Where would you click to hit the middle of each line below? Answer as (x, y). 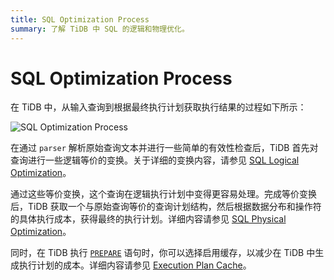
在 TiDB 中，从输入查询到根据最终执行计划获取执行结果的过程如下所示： (158, 107)
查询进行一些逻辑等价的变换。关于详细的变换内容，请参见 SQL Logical (155, 160)
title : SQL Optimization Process (80, 19)
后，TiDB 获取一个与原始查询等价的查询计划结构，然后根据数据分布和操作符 (166, 207)
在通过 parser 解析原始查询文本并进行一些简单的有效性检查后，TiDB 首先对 (164, 148)
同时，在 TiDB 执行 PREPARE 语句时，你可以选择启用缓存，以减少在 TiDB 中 (163, 253)
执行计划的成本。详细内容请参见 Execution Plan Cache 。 (135, 265)
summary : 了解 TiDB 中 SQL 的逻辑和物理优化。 (100, 29)
